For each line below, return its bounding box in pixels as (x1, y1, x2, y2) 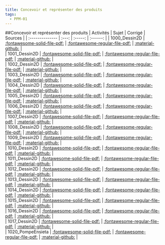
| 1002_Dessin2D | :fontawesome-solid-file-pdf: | (5, 61, 105, 67)
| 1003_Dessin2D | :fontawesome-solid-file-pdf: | (5, 72, 105, 78)
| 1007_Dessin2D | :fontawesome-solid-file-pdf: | (5, 114, 104, 120)
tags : (5, 12, 16, 17)
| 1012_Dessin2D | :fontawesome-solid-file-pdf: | (5, 166, 104, 172)
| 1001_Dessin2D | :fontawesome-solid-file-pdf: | (5, 51, 104, 57)
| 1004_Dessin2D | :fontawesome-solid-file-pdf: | (5, 82, 105, 88)
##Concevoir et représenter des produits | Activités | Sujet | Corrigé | (5, 30, 145, 36)
